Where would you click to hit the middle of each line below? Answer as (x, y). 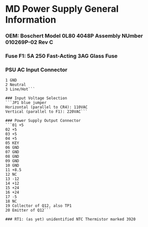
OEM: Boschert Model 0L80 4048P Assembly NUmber (74, 36)
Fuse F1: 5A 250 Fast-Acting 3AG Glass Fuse (61, 56)
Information (31, 20)
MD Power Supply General (62, 9)
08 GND (12, 157)
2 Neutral (16, 85)
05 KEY (12, 143)
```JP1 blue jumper (26, 103)
